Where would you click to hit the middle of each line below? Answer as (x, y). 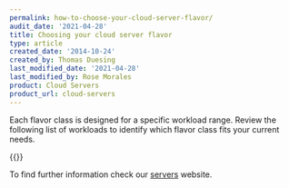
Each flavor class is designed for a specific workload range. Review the (143, 120)
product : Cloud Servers (55, 85)
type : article (36, 43)
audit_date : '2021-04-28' (58, 26)
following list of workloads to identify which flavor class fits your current (144, 129)
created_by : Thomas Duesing (63, 60)
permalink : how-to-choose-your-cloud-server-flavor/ (111, 18)
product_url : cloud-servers (63, 94)
